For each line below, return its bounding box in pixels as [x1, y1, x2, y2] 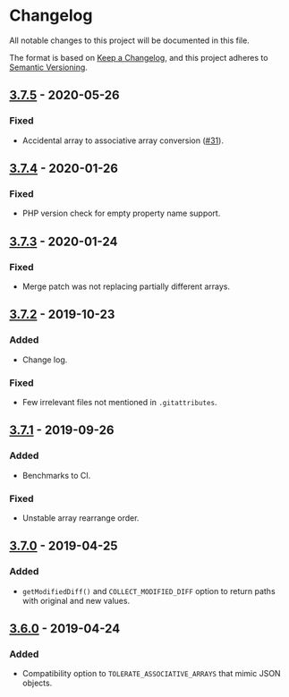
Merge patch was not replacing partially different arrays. [21, 281, 231, 292]
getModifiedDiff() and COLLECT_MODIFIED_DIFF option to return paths [21, 585, 276, 596]
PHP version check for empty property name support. [21, 208, 221, 219]
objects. [21, 677, 53, 689]
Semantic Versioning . [9, 62, 88, 72]
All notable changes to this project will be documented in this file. [9, 35, 251, 46]
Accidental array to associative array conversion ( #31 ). [21, 135, 224, 146]
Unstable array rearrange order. [21, 512, 140, 523]
